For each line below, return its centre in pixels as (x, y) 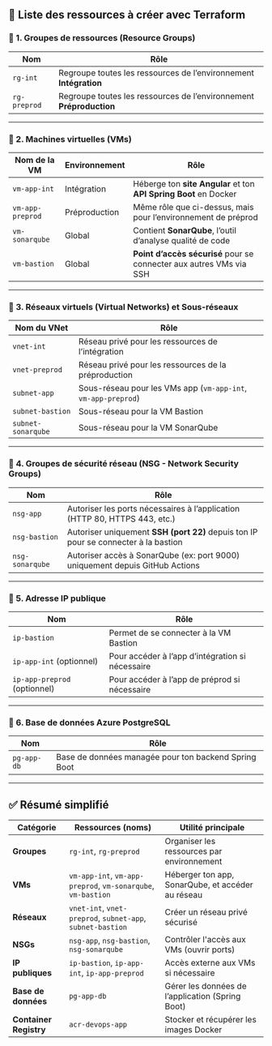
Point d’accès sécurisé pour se (193, 254)
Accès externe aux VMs (210, 962)
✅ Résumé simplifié (59, 805)
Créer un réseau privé (206, 911)
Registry (29, 1029)
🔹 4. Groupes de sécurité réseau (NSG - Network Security (123, 464)
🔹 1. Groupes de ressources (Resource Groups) (102, 38)
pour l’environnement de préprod (195, 217)
